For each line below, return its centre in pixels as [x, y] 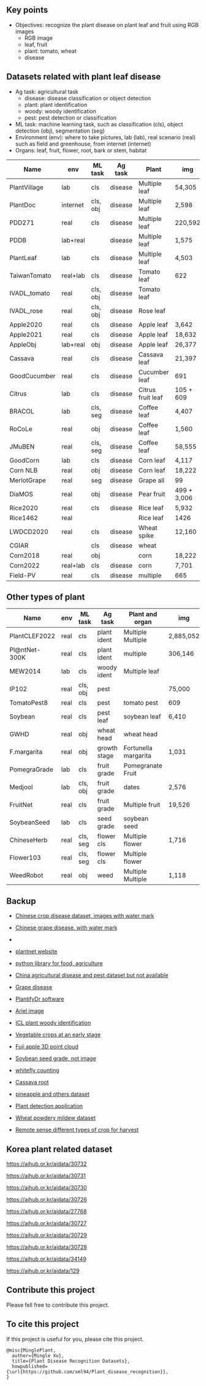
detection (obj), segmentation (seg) [60, 131]
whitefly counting [37, 1071]
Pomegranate [143, 766]
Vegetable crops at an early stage [58, 1035]
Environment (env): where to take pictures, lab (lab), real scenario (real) [105, 137]
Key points [27, 10]
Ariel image [30, 1011]
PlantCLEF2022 [32, 636]
